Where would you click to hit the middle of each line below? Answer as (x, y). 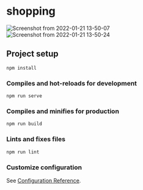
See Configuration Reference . (44, 180)
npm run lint (23, 152)
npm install (21, 68)
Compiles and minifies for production (63, 111)
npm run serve (24, 96)
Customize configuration (44, 167)
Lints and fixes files (36, 139)
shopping (31, 11)
